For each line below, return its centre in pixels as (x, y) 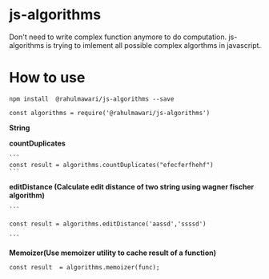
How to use (47, 78)
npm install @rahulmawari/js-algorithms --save (92, 99)
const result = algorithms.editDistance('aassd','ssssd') (108, 224)
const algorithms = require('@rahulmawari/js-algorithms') (110, 113)
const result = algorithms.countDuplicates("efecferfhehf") (112, 165)
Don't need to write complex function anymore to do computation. (118, 37)
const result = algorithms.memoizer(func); (84, 267)
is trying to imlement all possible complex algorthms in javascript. (154, 45)
